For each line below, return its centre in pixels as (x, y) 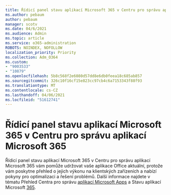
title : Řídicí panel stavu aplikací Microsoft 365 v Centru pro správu (83, 10)
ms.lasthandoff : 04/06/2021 (35, 95)
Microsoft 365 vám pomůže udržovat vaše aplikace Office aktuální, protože (84, 166)
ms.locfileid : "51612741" (33, 100)
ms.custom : (17, 62)
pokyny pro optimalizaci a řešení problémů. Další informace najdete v (78, 177)
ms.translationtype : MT (31, 85)
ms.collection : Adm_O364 (32, 57)
